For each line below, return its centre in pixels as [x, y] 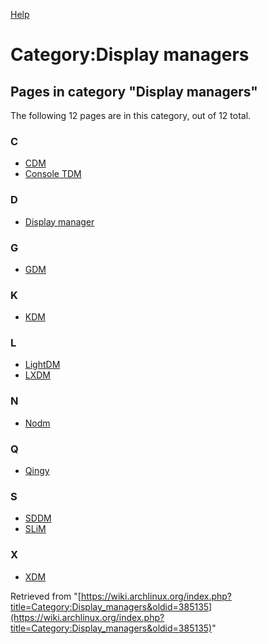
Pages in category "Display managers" [134, 91]
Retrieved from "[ [46, 596]
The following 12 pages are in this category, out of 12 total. [131, 115]
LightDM [42, 365]
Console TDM [53, 174]
